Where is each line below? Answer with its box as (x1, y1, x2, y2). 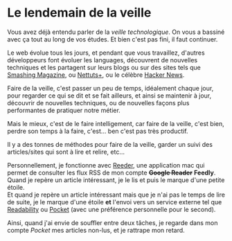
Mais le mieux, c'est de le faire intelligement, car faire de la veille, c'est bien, (7, 119, 224, 127)
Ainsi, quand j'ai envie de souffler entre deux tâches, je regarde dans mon (7, 218, 218, 226)
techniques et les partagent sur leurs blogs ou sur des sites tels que (7, 63, 201, 71)
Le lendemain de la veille (7, 5, 152, 21)
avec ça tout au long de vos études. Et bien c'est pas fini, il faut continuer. (7, 35, 218, 43)
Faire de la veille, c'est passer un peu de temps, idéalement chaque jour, (7, 84, 214, 92)
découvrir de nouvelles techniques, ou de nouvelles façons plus (7, 98, 190, 107)
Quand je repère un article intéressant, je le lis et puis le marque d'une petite (7, 175, 225, 184)
